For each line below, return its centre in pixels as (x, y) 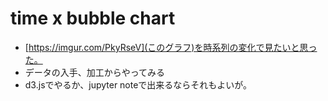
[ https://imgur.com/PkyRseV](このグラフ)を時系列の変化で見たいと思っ (171, 47)
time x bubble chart (93, 18)
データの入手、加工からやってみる (95, 72)
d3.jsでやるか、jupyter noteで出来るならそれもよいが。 (138, 84)
